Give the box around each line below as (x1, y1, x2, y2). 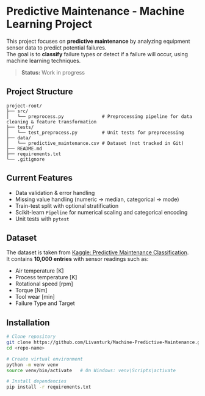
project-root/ (6, 103, 43, 109)
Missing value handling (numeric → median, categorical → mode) (15, 196, 179, 203)
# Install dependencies (6, 378, 67, 384)
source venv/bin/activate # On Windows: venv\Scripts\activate (6, 367, 176, 373)
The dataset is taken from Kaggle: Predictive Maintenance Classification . (6, 249, 189, 256)
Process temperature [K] (15, 274, 77, 281)
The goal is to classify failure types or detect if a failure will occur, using (6, 50, 188, 57)
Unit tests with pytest (15, 215, 70, 222)
